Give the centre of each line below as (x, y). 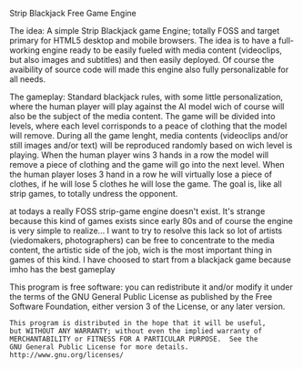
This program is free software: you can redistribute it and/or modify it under (151, 287)
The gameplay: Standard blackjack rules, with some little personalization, (146, 97)
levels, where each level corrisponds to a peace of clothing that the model (148, 126)
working (25, 50)
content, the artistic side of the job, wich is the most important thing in (141, 250)
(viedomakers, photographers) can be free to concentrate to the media (142, 240)
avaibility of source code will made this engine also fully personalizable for (149, 69)
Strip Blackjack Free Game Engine (73, 13)
